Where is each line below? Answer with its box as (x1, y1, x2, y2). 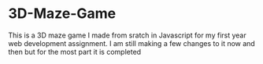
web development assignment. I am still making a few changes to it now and (8, 38, 256, 48)
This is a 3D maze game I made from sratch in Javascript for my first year (8, 30, 246, 40)
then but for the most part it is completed (8, 47, 142, 56)
